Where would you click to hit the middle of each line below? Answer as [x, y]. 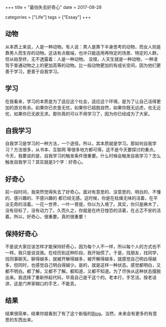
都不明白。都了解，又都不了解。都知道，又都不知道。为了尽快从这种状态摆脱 [83, 271]
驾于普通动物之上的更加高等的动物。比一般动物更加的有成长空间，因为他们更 [83, 65]
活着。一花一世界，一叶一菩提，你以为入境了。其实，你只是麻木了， [91, 204]
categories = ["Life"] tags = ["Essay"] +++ [48, 17]
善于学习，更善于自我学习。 [33, 71]
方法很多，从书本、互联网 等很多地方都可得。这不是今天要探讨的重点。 [86, 150]
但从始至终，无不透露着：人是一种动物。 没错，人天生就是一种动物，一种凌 [82, 59]
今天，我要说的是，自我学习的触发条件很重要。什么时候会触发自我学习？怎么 [83, 156]
